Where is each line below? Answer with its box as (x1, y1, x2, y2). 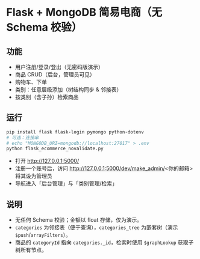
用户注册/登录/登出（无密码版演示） (14, 64, 104, 70)
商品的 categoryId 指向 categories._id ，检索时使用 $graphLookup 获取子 (14, 239, 194, 246)
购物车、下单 (14, 79, 47, 85)
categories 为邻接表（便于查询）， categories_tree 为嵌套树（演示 (14, 224, 178, 231)
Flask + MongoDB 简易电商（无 (6, 5, 163, 19)
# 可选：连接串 (6, 135, 39, 141)
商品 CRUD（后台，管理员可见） (14, 71, 95, 78)
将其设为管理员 (14, 172, 52, 180)
